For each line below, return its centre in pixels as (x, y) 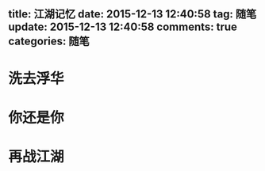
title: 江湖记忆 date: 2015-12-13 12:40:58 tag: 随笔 (132, 14)
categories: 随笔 (49, 42)
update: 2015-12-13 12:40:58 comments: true (123, 27)
